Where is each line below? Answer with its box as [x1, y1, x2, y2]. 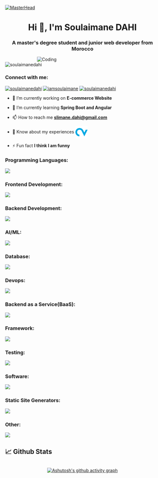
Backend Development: [5, 205, 62, 212]
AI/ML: [5, 229, 22, 236]
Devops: [5, 277, 26, 284]
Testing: [5, 349, 26, 356]
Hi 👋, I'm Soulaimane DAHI [28, 22, 137, 33]
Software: [5, 373, 29, 380]
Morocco [71, 46, 94, 53]
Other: [5, 421, 21, 428]
